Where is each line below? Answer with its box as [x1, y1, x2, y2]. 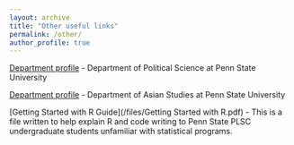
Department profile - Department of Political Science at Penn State [9, 63, 256, 73]
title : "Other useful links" [9, 21, 119, 30]
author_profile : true [9, 38, 91, 47]
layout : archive [9, 13, 70, 22]
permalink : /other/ [9, 30, 83, 38]
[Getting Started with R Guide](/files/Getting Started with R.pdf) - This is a [9, 107, 283, 117]
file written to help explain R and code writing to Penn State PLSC [9, 116, 252, 127]
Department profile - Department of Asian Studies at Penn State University [9, 90, 286, 100]
